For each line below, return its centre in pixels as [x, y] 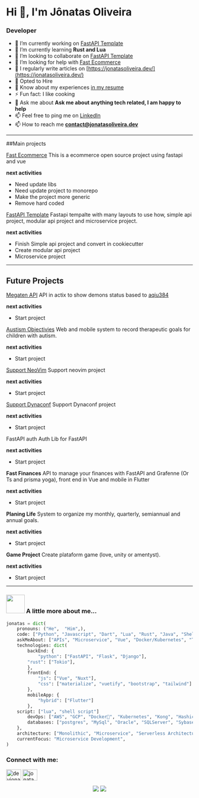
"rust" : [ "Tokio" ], [52, 662]
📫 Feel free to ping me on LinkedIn [57, 115]
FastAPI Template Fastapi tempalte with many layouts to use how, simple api [99, 215]
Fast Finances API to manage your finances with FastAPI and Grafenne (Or [97, 474]
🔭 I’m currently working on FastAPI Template [69, 43]
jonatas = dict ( [26, 623]
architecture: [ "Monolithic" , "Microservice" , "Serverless [91, 733]
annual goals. [23, 520]
